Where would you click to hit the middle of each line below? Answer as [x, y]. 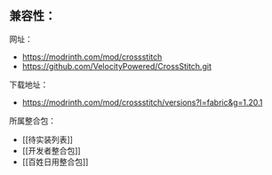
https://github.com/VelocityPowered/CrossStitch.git [116, 66]
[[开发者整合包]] [52, 150]
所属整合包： [32, 120]
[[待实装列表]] [48, 139]
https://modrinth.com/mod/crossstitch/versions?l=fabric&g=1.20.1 [142, 102]
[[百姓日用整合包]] [55, 162]
